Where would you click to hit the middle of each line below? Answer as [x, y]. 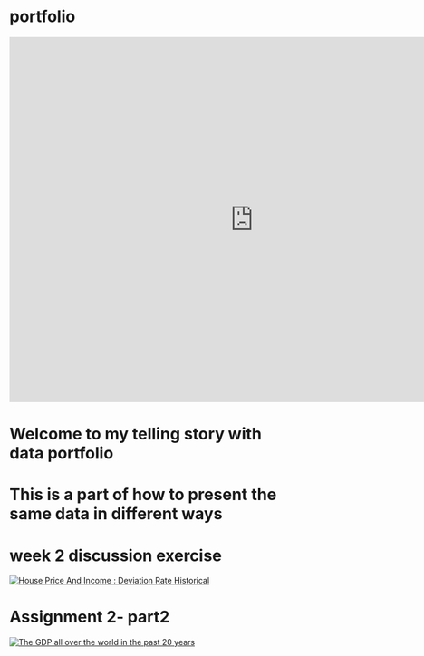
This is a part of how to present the [143, 495]
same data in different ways [116, 514]
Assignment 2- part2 [90, 617]
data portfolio [62, 453]
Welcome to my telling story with [136, 434]
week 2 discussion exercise [116, 555]
